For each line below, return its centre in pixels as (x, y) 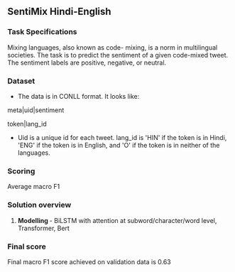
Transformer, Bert (43, 228)
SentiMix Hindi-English (59, 12)
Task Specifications (42, 32)
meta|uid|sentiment (36, 110)
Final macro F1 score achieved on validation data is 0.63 (89, 261)
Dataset (21, 81)
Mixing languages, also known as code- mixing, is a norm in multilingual (113, 47)
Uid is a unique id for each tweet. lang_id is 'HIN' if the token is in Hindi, (122, 137)
